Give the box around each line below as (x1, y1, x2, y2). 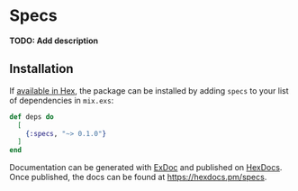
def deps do (9, 112, 54, 122)
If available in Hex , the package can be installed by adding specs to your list (9, 85, 290, 95)
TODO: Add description (9, 35, 99, 46)
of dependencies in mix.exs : (9, 95, 114, 105)
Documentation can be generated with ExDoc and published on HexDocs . (9, 162, 283, 173)
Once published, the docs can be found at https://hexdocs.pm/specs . (9, 172, 267, 183)
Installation (9, 61, 74, 77)
